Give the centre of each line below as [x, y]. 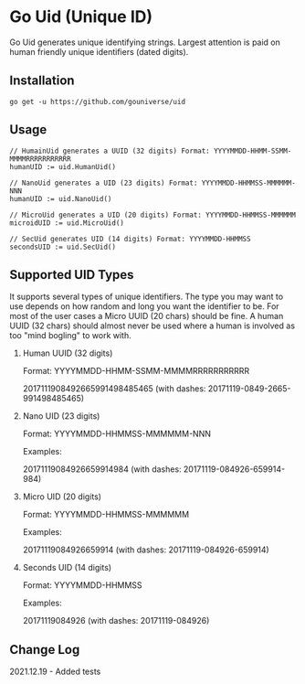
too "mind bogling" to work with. [71, 336]
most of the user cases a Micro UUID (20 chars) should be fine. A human [147, 316]
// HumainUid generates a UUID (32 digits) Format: [110, 151]
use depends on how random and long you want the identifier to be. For [145, 306]
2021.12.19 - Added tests [55, 672]
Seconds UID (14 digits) [67, 568]
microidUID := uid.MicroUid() [67, 223]
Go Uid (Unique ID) [81, 17]
